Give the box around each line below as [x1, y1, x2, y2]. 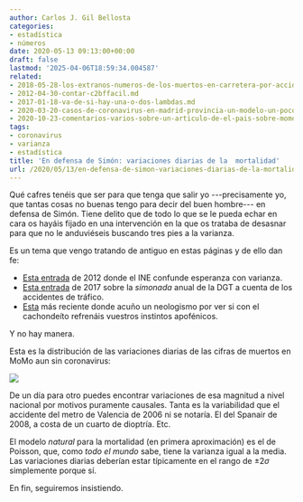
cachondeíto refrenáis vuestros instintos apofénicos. [22, 311, 218, 322]
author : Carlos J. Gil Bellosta [9, 13, 131, 23]
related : [9, 72, 42, 81]
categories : [9, 22, 54, 31]
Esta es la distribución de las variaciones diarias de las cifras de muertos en [9, 346, 291, 357]
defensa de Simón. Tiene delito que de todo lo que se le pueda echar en [9, 209, 278, 220]
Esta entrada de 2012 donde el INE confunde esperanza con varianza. [22, 272, 282, 283]
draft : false [9, 55, 59, 64]
